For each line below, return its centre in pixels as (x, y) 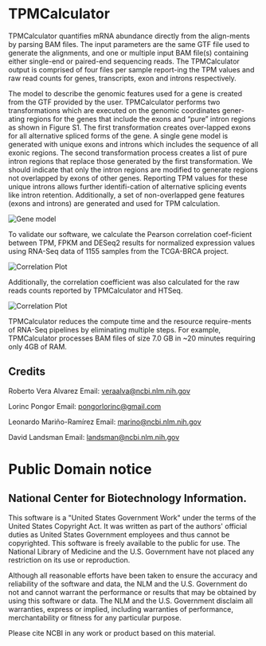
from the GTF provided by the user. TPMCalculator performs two (114, 102)
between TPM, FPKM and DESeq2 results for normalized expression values (132, 243)
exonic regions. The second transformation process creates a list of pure (128, 153)
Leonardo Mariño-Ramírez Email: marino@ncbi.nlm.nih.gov (105, 422)
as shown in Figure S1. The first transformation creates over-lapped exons (129, 127)
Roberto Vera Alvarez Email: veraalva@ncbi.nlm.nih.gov (100, 391)
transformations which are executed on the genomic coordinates (114, 110)
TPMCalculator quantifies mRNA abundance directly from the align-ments (129, 36)
